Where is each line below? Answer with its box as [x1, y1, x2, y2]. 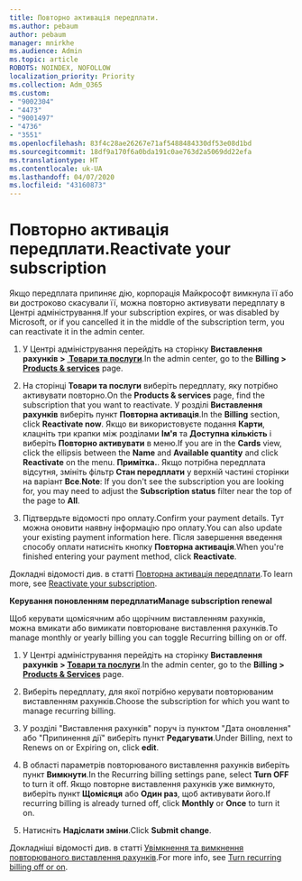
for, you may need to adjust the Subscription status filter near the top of [22, 486, 293, 497]
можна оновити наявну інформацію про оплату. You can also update [22, 522, 282, 533]
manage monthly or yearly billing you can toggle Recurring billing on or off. [9, 632, 287, 643]
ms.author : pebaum [9, 22, 78, 31]
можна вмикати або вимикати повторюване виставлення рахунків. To [9, 623, 278, 634]
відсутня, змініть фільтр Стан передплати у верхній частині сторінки [22, 466, 289, 478]
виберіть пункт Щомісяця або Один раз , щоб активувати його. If [22, 788, 271, 799]
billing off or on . [9, 862, 69, 873]
